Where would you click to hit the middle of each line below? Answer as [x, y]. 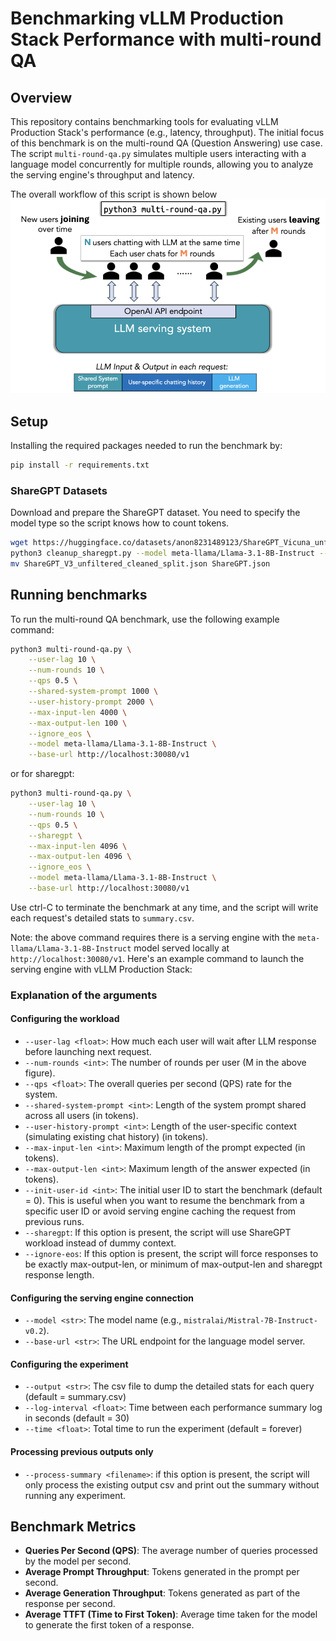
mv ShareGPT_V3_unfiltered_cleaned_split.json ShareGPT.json [140, 563]
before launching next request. [88, 1052]
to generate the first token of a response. [109, 1625]
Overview [41, 97]
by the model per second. [78, 1561]
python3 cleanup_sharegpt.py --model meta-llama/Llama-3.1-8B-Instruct [162, 553]
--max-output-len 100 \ [78, 723]
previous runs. [54, 1222]
